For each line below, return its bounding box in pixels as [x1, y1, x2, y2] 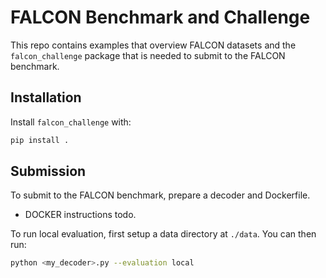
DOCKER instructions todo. [24, 209, 137, 221]
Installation [10, 89, 82, 106]
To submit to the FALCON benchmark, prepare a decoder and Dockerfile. [10, 189, 311, 201]
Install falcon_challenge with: [10, 116, 132, 128]
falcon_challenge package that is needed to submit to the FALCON [10, 49, 286, 61]
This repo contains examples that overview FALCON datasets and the [10, 39, 297, 51]
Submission [10, 163, 87, 180]
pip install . [10, 135, 70, 145]
